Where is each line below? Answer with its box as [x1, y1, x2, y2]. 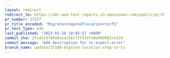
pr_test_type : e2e [5, 26, 44, 31]
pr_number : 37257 [5, 17, 42, 22]
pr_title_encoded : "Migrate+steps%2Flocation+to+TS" [5, 21, 119, 27]
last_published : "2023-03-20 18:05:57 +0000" [5, 31, 103, 36]
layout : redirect [5, 7, 42, 13]
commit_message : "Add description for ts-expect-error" [5, 40, 125, 45]
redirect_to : [5, 12, 32, 17]
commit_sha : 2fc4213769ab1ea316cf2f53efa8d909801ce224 [5, 36, 123, 41]
